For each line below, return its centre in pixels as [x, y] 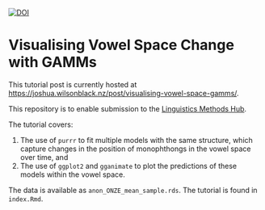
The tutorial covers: [41, 124]
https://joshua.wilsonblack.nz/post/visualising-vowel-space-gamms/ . [124, 93]
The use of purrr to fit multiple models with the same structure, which [136, 140]
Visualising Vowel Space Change [121, 45]
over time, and [44, 157]
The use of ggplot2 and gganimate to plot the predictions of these [128, 166]
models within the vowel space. [72, 174]
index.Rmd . [26, 199]
